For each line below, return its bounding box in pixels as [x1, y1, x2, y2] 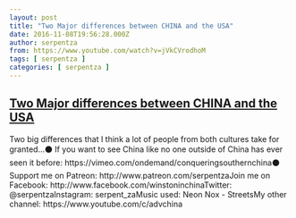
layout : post [9, 13, 58, 22]
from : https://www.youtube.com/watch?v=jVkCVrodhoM [9, 46, 206, 55]
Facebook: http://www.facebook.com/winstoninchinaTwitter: [9, 180, 233, 190]
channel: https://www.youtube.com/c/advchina [9, 198, 183, 209]
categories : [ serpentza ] [9, 63, 110, 72]
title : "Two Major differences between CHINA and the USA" [9, 21, 234, 30]
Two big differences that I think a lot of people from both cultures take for [9, 133, 280, 144]
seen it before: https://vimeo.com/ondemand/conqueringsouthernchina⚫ [9, 157, 280, 168]
